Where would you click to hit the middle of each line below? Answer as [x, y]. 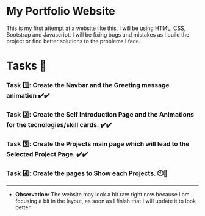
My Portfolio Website [61, 11]
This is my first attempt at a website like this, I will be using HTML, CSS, [96, 28]
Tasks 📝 [27, 66]
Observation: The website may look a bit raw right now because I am [103, 195]
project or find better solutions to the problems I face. [74, 41]
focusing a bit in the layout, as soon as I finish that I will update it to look [106, 201]
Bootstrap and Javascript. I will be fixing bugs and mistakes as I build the [98, 34]
